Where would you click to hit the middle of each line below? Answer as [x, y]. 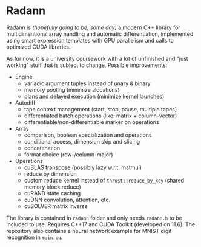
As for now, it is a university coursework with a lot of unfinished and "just [97, 58]
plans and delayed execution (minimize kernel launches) [94, 96]
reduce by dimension [50, 173]
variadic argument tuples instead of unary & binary [87, 83]
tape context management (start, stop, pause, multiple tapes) [100, 109]
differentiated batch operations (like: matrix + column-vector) [100, 116]
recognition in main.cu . [35, 237]
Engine [24, 77]
